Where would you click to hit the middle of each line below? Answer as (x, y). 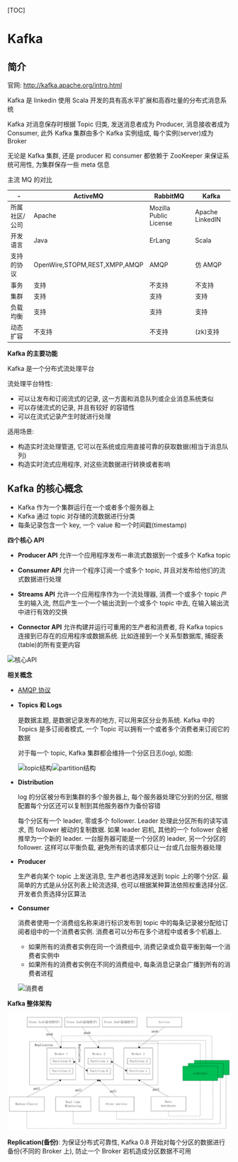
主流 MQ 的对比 (30, 179)
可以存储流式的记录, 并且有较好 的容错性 (76, 407)
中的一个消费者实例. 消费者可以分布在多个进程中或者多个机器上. (129, 931)
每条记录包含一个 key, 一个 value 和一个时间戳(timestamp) (102, 525)
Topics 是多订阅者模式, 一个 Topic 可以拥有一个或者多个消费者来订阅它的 (124, 729)
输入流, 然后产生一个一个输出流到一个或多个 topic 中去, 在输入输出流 (130, 603)
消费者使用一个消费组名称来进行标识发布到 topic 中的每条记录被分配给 (120, 922)
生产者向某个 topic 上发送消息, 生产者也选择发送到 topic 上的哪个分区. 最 (123, 876)
